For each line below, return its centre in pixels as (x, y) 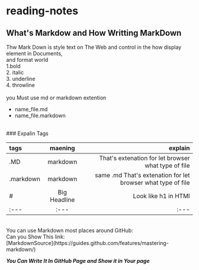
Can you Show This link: (36, 237)
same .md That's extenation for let (142, 175)
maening (62, 148)
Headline (62, 200)
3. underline (21, 79)
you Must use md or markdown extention (56, 98)
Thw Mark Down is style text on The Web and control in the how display (94, 47)
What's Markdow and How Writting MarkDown (94, 33)
